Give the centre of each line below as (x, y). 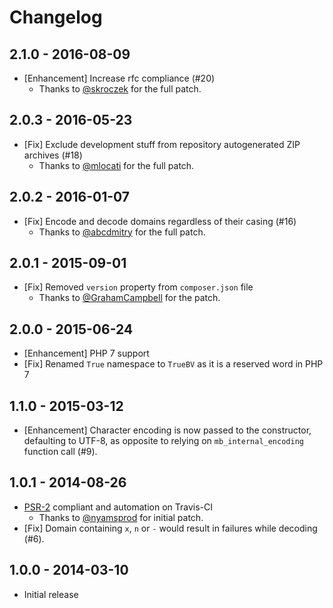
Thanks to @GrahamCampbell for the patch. (129, 298)
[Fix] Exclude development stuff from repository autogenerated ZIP (162, 144)
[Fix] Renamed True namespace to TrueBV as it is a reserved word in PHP (173, 364)
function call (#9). (60, 452)
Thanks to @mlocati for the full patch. (116, 165)
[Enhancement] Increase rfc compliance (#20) (119, 78)
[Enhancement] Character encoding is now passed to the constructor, (167, 430)
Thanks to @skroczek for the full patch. (120, 89)
